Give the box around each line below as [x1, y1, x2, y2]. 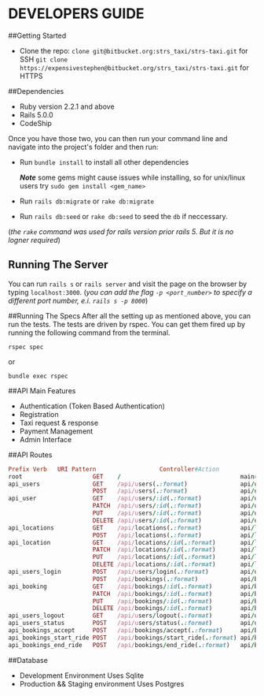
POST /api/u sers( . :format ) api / [92, 487, 255, 495]
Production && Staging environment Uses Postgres [19, 679, 185, 688]
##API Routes [8, 450, 53, 460]
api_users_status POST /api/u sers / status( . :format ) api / [8, 620, 255, 627]
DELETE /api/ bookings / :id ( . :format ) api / [92, 605, 255, 612]
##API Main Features [8, 385, 76, 395]
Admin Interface [19, 434, 72, 444]
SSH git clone [19, 54, 68, 64]
